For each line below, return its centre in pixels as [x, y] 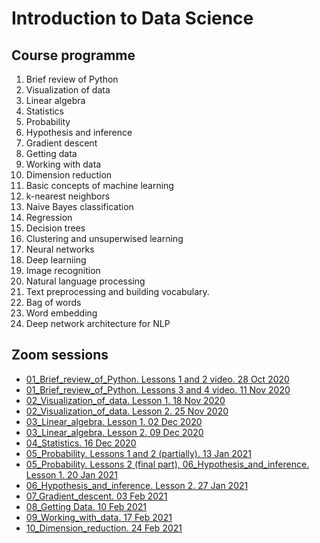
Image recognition [63, 270]
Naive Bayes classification [79, 206]
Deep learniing [56, 260]
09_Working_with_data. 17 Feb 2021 [99, 517]
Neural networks [60, 249]
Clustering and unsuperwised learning [104, 238]
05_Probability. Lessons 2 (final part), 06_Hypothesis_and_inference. [167, 464]
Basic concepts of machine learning [99, 185]
